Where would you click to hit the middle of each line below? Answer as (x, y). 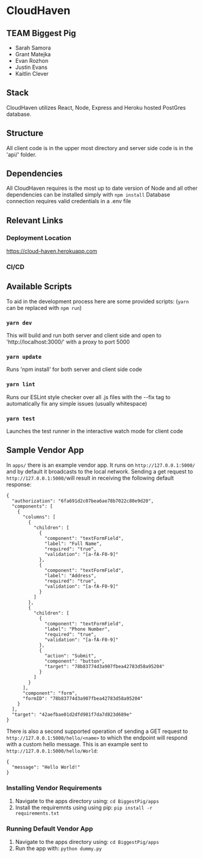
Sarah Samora (33, 48)
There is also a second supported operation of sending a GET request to (97, 731)
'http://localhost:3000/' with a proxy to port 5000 (68, 342)
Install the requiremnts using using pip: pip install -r (84, 808)
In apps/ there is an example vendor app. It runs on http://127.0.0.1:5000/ (101, 465)
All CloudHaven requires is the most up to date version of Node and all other (102, 188)
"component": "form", (50, 693)
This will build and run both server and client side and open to (84, 336)
